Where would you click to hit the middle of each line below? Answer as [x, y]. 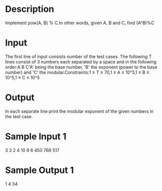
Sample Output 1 [40, 170]
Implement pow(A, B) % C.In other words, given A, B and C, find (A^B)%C [80, 23]
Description [30, 9]
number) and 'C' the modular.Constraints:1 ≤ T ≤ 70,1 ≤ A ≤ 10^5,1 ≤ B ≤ [77, 72]
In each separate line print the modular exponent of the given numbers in [80, 111]
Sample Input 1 [36, 137]
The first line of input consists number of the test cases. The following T [79, 56]
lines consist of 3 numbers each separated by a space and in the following [81, 62]
